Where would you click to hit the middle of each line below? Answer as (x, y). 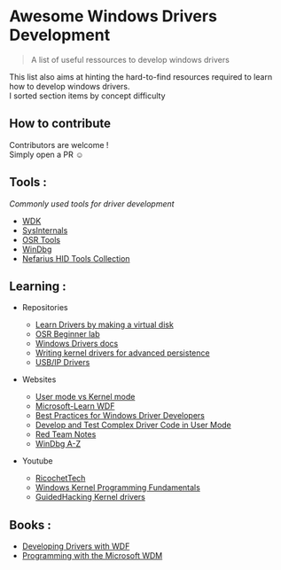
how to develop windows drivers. (70, 86)
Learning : (38, 286)
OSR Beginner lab (67, 334)
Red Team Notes (66, 434)
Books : (30, 525)
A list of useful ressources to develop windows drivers (130, 59)
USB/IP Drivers (62, 363)
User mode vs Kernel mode (85, 397)
